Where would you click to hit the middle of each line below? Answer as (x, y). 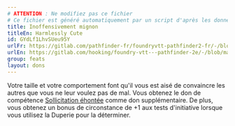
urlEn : (17, 53)
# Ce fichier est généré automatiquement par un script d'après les (109, 20)
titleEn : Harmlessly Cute (45, 33)
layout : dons (26, 65)
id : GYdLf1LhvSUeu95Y (39, 40)
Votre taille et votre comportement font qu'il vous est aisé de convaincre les (116, 85)
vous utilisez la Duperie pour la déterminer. (69, 115)
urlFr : (17, 46)
